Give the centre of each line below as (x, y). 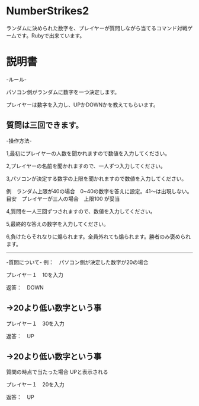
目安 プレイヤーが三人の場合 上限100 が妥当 (63, 199)
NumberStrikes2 (48, 11)
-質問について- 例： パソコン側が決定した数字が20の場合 (77, 262)
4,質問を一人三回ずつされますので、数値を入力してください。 (81, 211)
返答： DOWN (25, 287)
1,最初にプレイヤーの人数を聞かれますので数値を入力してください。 (88, 153)
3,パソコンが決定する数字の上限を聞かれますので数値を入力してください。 (97, 178)
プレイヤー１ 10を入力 (35, 275)
